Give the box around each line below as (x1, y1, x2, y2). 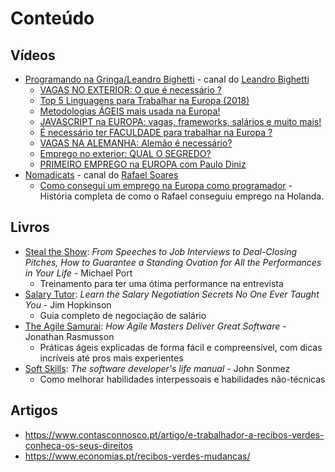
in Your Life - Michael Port (24, 267, 133, 279)
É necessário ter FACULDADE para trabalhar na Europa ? (39, 127, 273, 138)
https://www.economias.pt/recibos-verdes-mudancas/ (24, 450, 251, 462)
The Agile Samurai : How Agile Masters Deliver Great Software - (24, 320, 287, 332)
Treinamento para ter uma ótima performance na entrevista (39, 277, 284, 289)
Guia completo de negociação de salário (39, 309, 207, 321)
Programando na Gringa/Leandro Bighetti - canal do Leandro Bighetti (24, 73, 310, 85)
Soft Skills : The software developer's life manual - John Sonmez (24, 362, 291, 374)
